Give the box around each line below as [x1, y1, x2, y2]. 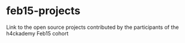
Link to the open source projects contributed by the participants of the [6, 24, 179, 31]
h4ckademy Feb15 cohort [6, 29, 69, 37]
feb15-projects [6, 4, 81, 18]
